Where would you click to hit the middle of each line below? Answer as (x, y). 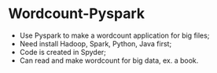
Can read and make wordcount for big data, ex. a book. (109, 60)
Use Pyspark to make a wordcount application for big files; (114, 35)
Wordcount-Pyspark (77, 14)
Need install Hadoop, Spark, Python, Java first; (96, 43)
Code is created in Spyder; (63, 52)
